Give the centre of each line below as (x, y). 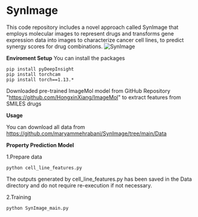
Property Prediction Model (40, 145)
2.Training (19, 197)
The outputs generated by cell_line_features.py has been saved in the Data (99, 179)
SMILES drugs (24, 104)
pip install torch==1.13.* (40, 80)
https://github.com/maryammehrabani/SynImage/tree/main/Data (87, 133)
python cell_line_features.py (44, 168)
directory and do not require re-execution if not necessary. (79, 185)
